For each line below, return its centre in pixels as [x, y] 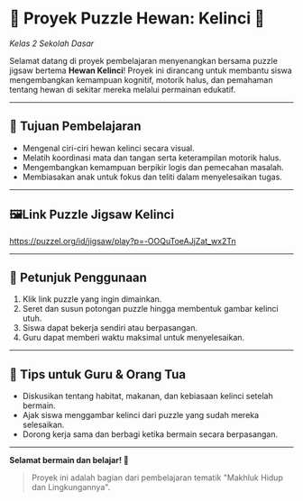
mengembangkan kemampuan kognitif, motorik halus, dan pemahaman [141, 79]
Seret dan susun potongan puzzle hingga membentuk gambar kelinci [150, 309]
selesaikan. [43, 425]
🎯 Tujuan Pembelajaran [75, 127]
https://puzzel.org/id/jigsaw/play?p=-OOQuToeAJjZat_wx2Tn [123, 241]
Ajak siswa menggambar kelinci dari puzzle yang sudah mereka [141, 415]
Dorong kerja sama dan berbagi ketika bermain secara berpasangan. [150, 434]
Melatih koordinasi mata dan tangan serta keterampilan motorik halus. [152, 158]
